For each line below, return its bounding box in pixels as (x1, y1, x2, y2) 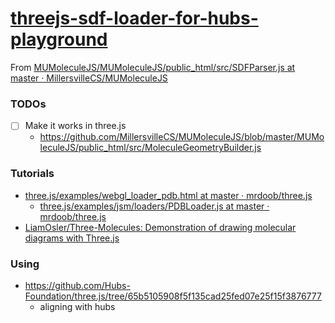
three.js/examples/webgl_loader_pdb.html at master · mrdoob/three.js (24, 189, 313, 201)
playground (10, 28, 108, 51)
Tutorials (10, 167, 55, 181)
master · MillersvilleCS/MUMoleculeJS (10, 72, 168, 84)
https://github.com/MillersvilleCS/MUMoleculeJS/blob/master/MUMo (39, 131, 325, 143)
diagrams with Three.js (24, 232, 120, 244)
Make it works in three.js (24, 120, 127, 132)
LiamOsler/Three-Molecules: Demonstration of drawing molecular (24, 221, 297, 233)
